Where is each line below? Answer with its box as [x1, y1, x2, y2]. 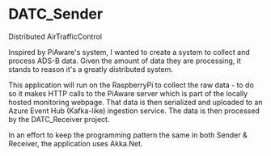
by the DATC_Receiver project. [8, 114, 110, 124]
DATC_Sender [8, 5, 104, 23]
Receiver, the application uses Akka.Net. [8, 138, 143, 148]
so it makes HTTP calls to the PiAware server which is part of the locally [8, 88, 248, 98]
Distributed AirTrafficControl [8, 32, 103, 41]
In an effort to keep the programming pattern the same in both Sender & [8, 130, 248, 140]
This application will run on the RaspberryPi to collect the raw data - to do [8, 80, 255, 90]
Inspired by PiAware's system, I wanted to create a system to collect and [8, 47, 251, 57]
